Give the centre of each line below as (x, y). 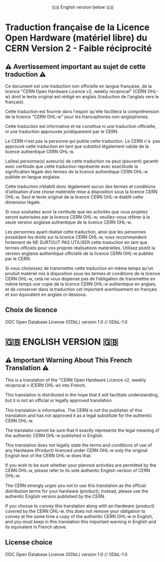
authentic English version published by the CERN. (55, 496)
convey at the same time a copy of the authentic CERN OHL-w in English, (79, 516)
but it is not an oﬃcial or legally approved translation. (59, 400)
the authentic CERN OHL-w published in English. (54, 435)
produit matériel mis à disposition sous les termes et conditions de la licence (82, 273)
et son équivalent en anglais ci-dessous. (46, 294)
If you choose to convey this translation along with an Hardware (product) (80, 506)
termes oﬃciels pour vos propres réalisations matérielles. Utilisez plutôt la (80, 248)
